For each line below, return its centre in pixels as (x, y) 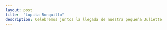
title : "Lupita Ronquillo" (35, 15)
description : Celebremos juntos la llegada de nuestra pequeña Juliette (84, 19)
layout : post (19, 10)
